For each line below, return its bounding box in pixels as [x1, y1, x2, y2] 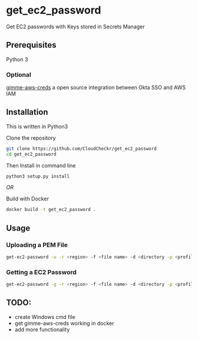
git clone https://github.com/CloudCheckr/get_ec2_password [6, 146, 157, 152]
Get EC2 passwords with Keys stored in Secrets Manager [6, 23, 146, 30]
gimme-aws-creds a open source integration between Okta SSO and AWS [6, 84, 186, 91]
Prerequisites [6, 40, 57, 50]
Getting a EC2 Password [6, 268, 77, 276]
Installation [6, 107, 48, 117]
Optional [6, 70, 31, 78]
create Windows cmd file [14, 313, 75, 320]
